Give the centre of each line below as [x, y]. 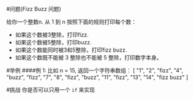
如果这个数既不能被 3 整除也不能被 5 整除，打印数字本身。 [88, 57]
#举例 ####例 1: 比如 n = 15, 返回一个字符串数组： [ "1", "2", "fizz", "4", [95, 70]
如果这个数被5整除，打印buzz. [53, 42]
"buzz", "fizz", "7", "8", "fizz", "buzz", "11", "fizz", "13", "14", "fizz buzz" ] [97, 77]
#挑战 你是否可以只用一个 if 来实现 [51, 90]
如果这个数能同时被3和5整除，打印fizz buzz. [71, 50]
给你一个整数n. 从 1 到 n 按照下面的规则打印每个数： [71, 22]
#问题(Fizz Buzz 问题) [34, 9]
